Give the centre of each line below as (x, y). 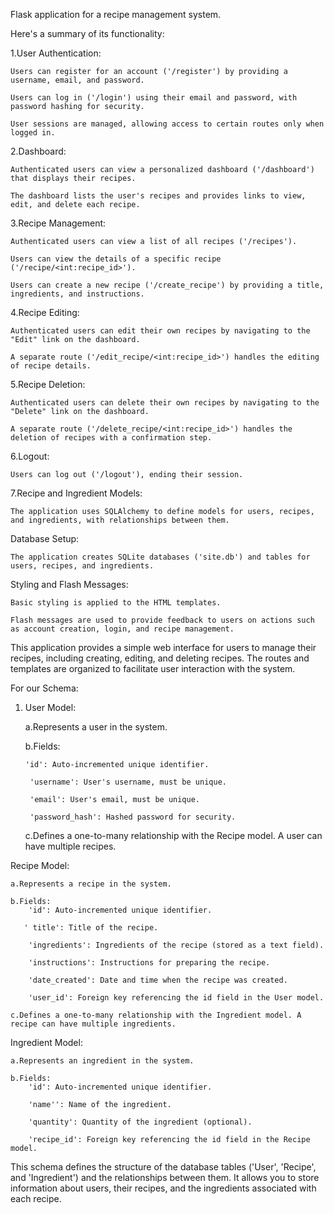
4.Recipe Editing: (45, 312)
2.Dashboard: (38, 151)
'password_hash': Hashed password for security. (133, 817)
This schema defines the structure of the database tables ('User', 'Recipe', (163, 1167)
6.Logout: (30, 456)
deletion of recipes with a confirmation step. (111, 438)
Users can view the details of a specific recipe (116, 259)
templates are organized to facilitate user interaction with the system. (153, 668)
